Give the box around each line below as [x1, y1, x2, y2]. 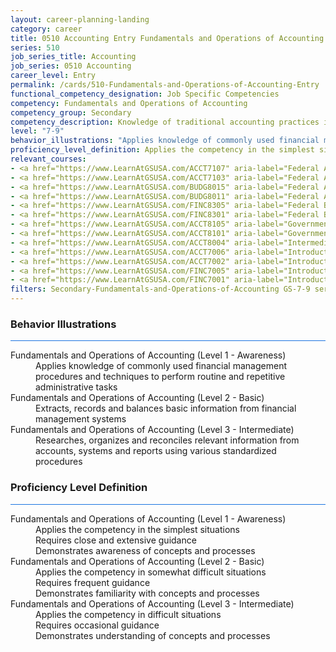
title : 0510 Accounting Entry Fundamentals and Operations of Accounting [10, 33, 325, 43]
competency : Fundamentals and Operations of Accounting [10, 98, 248, 108]
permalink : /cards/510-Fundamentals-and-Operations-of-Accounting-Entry [10, 80, 320, 90]
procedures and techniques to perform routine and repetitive [35, 371, 286, 383]
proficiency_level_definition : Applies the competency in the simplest [10, 145, 315, 155]
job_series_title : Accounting [10, 52, 137, 62]
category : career [10, 24, 83, 34]
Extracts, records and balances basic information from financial [35, 402, 297, 415]
